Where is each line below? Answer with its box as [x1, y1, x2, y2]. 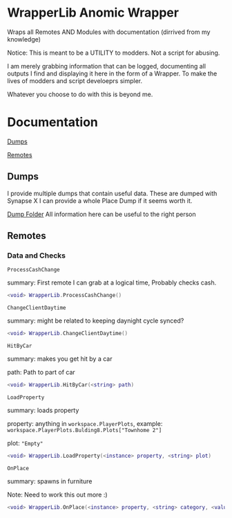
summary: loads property [7, 407, 79, 414]
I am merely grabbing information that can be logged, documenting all [7, 62, 206, 70]
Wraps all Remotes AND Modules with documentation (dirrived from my [7, 28, 211, 36]
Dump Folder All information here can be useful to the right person [7, 210, 197, 218]
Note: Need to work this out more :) [7, 490, 108, 499]
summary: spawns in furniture [7, 476, 93, 485]
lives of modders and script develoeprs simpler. [7, 76, 143, 84]
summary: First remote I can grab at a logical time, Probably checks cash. [7, 278, 217, 287]
